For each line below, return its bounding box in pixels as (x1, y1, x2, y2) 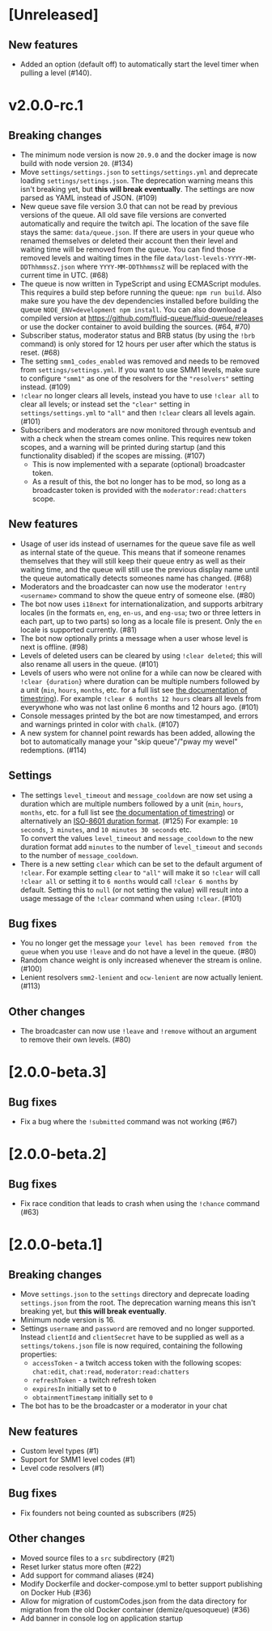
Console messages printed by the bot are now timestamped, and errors (19, 711, 259, 720)
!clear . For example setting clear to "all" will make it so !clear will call (19, 868, 261, 877)
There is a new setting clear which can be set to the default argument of (19, 859, 263, 869)
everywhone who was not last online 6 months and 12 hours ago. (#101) (19, 702, 259, 711)
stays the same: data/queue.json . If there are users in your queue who (19, 227, 255, 236)
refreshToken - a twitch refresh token (32, 1375, 156, 1385)
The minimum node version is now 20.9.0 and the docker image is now (19, 150, 257, 159)
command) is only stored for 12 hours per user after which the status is (19, 339, 257, 349)
